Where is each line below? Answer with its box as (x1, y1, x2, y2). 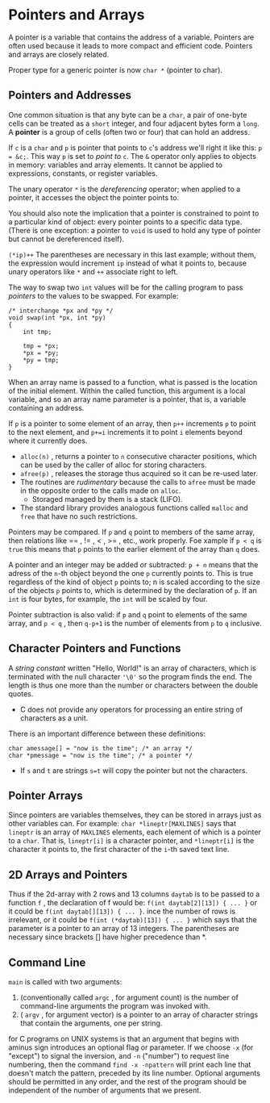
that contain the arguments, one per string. (19, 1018, 163, 1028)
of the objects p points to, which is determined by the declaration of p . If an (8, 585, 257, 595)
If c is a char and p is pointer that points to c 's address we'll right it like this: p (8, 143, 263, 152)
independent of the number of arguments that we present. (8, 1085, 201, 1095)
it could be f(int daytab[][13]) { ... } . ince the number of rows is (8, 906, 236, 917)
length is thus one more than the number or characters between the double (8, 680, 259, 690)
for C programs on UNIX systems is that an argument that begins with (8, 1034, 239, 1043)
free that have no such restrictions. (19, 511, 138, 521)
